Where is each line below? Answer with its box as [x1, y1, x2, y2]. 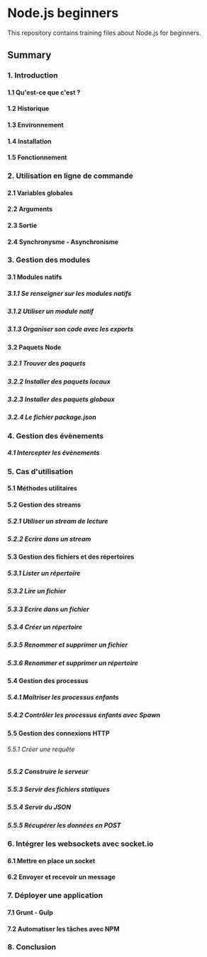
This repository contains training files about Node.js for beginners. [7, 28, 201, 37]
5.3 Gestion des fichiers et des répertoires [7, 553, 135, 561]
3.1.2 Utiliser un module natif [7, 307, 94, 315]
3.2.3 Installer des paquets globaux [7, 395, 115, 403]
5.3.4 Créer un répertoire [7, 623, 83, 631]
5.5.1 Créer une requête [7, 745, 75, 754]
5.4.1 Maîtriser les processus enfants [7, 692, 119, 702]
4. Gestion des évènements [7, 430, 104, 440]
